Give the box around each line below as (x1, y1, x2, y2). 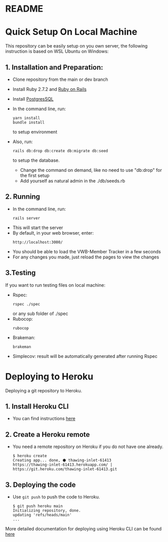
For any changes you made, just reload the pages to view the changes (12, 254, 159, 260)
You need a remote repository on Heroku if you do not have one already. (12, 443, 163, 450)
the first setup (20, 172, 50, 178)
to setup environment (12, 128, 57, 134)
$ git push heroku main (12, 504, 63, 509)
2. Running (5, 193, 40, 201)
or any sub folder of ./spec (12, 310, 68, 317)
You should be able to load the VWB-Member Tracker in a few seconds (12, 248, 161, 254)
